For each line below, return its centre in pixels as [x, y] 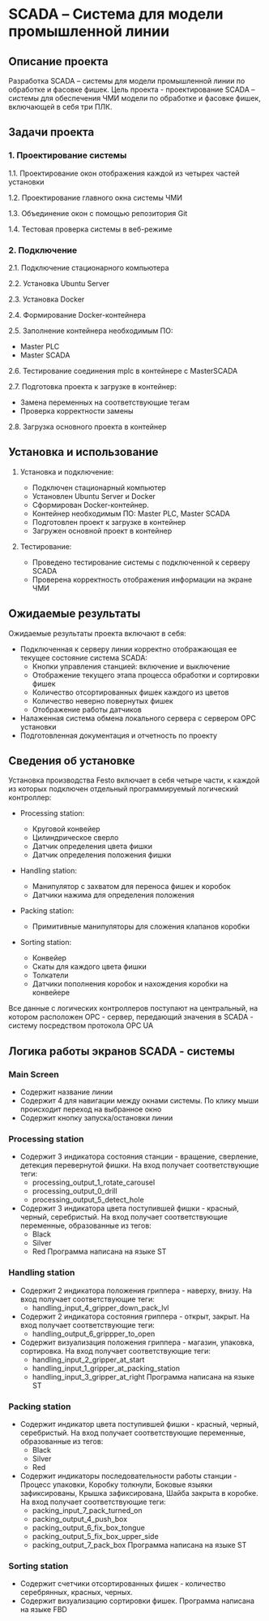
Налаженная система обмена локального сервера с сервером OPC [138, 718]
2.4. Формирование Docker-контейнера [77, 314]
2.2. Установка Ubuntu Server [59, 283]
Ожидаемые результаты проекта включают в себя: [97, 633]
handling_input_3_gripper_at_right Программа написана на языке [143, 1376]
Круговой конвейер [66, 829]
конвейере [51, 993]
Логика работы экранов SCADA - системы [122, 1051]
